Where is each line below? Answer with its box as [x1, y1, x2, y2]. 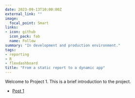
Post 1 [12, 88, 24, 94]
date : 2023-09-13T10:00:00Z [5, 7, 62, 12]
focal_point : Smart [9, 20, 49, 26]
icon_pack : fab [9, 34, 40, 39]
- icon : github [5, 29, 36, 34]
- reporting [5, 52, 29, 57]
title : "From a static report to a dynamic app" [5, 66, 105, 70]
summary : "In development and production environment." [5, 43, 120, 48]
